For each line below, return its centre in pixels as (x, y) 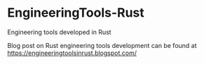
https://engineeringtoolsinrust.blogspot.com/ (72, 53)
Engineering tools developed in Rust (59, 32)
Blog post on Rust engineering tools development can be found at (102, 45)
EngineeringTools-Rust (76, 13)
